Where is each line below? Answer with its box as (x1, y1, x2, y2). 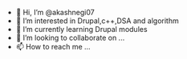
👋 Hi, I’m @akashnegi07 (15, 8, 95, 17)
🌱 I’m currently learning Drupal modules (15, 25, 148, 33)
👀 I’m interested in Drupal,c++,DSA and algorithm (15, 16, 179, 26)
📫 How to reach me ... (15, 42, 91, 51)
